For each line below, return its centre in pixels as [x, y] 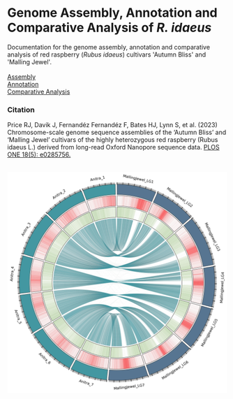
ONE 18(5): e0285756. [39, 154]
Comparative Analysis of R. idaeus [110, 28]
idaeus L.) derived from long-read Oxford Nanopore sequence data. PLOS [113, 147]
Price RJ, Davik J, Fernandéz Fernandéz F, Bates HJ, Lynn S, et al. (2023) [112, 125]
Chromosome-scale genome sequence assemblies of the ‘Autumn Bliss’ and [117, 132]
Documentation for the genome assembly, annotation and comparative [109, 47]
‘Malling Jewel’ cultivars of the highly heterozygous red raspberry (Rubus [113, 140]
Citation [21, 110]
